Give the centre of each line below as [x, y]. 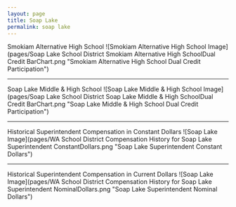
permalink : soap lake [39, 27]
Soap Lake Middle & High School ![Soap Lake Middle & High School [105, 89]
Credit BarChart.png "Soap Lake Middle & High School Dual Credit [103, 104]
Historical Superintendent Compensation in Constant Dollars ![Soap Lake [112, 132]
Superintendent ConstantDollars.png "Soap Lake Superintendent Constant [115, 147]
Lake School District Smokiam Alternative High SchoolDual [131, 54]
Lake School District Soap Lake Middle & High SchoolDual [130, 97]
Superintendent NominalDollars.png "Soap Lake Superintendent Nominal [112, 189]
